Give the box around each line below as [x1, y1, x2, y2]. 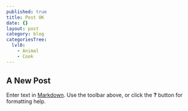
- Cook [17, 53, 34, 59]
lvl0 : [11, 43, 26, 49]
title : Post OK [6, 14, 45, 20]
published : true [6, 8, 47, 15]
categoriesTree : [6, 37, 47, 43]
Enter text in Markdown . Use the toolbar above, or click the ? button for [6, 91, 183, 99]
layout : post [6, 25, 39, 32]
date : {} [6, 20, 28, 26]
